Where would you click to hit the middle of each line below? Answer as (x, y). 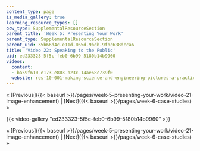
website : (22, 78)
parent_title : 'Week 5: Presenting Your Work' (65, 34)
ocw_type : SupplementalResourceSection (56, 28)
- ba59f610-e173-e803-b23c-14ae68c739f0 (62, 73)
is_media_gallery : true (36, 17)
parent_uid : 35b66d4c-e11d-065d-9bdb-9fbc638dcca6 (70, 45)
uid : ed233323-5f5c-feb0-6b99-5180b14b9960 (61, 56)
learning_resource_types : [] (42, 23)
